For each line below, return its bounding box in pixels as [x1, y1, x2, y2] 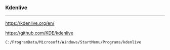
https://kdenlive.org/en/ [5, 20, 55, 26]
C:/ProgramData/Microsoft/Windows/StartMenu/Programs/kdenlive [5, 40, 142, 45]
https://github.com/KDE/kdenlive [5, 30, 73, 36]
